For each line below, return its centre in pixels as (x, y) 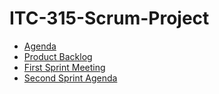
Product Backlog (58, 56)
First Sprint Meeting (64, 67)
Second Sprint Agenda (70, 78)
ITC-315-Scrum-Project (109, 18)
